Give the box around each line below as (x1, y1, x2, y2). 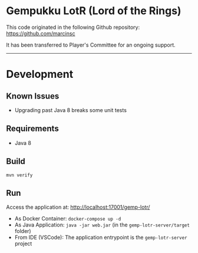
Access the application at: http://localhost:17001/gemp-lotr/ (6, 203, 150, 211)
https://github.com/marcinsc (6, 29, 75, 37)
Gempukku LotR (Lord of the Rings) (6, 4, 181, 18)
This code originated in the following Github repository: (6, 24, 140, 31)
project (14, 240, 32, 247)
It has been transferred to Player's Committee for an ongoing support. (6, 41, 176, 48)
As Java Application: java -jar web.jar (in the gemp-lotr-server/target (14, 221, 190, 228)
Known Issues (6, 91, 60, 101)
